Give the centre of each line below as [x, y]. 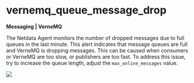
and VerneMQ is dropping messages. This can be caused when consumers [97, 50]
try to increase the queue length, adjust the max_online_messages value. [92, 63]
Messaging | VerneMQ [34, 26]
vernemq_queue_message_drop [86, 10]
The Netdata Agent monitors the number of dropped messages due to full [95, 38]
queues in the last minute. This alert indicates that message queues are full [97, 44]
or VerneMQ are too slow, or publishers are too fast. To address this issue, [96, 57]
